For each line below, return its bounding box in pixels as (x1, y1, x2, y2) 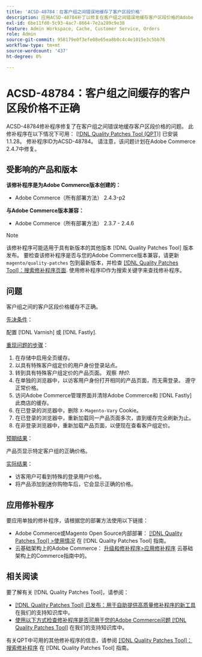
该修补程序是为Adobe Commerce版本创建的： (6, 182, 121, 189)
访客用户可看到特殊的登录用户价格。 (14, 473, 105, 480)
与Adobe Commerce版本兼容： (6, 207, 84, 214)
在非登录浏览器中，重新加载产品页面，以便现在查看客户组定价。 (14, 422, 173, 429)
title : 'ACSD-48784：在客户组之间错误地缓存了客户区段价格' (6, 8, 142, 15)
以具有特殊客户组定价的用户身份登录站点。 (14, 362, 121, 369)
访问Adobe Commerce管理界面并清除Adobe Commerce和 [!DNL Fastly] (14, 392, 192, 399)
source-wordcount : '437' (6, 48, 69, 54)
